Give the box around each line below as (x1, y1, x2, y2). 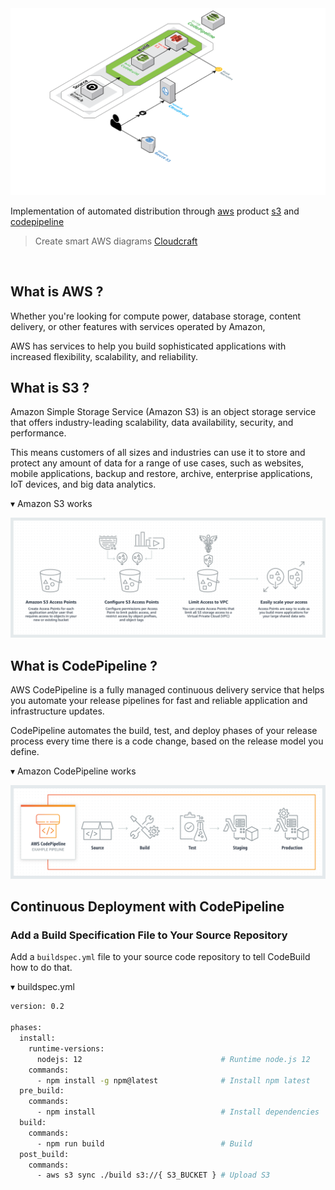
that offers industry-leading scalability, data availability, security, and (10, 417, 294, 429)
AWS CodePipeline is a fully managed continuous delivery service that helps (10, 684, 325, 696)
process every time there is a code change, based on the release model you (10, 735, 324, 747)
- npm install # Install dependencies (36, 1107, 320, 1117)
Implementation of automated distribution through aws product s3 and (10, 205, 300, 217)
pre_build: (19, 1086, 65, 1096)
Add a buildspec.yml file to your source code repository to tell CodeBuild (10, 951, 311, 963)
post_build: (19, 1149, 70, 1159)
